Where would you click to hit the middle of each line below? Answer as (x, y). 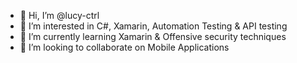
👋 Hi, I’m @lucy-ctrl (59, 15)
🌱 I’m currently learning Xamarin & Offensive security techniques (153, 36)
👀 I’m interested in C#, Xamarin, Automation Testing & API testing (153, 26)
